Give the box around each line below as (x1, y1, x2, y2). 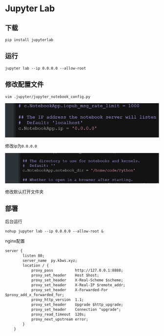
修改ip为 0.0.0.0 (5, 143, 38, 149)
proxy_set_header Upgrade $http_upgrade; (31, 302, 123, 307)
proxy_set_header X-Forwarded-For (31, 287, 108, 292)
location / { (22, 263, 49, 268)
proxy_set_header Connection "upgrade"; (31, 307, 121, 312)
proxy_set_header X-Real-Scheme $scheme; (31, 277, 123, 283)
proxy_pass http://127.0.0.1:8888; (31, 268, 123, 273)
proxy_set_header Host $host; (31, 272, 99, 278)
